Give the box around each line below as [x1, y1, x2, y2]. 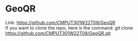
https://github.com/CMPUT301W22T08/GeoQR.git [5, 30, 111, 36]
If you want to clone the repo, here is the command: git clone [5, 24, 133, 30]
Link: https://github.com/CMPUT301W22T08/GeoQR [5, 19, 116, 25]
